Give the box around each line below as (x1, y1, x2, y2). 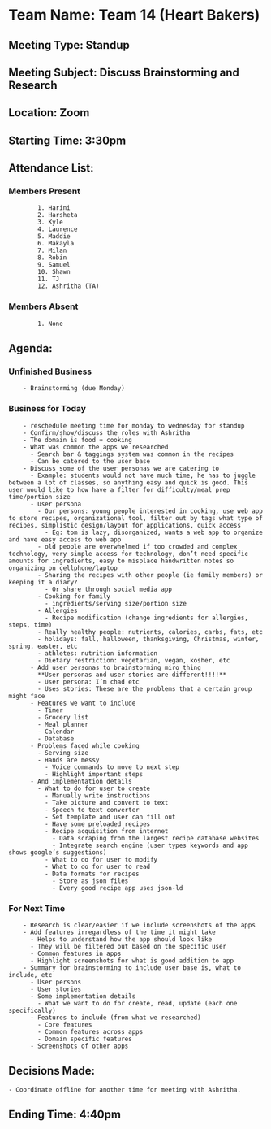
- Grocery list (37, 713, 89, 721)
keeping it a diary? (8, 578, 79, 586)
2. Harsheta (37, 211, 79, 219)
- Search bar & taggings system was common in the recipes (29, 449, 234, 458)
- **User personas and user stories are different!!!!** (29, 671, 227, 679)
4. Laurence (37, 225, 79, 233)
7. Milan (37, 246, 67, 255)
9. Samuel (37, 261, 71, 269)
